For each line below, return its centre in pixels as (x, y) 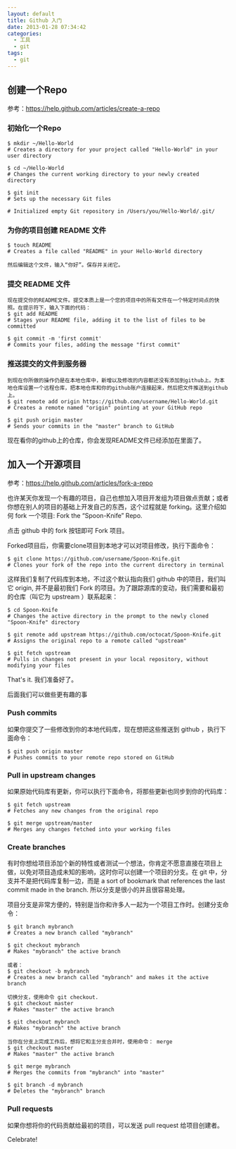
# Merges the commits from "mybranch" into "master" (86, 1073)
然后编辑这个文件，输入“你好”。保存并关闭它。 (66, 265)
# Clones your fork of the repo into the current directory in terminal (116, 565)
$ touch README (29, 245)
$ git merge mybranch (39, 1067)
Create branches (37, 847)
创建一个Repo (38, 90)
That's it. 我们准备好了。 (42, 679)
